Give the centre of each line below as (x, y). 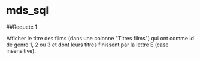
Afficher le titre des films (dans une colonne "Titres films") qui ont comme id (100, 38)
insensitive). (21, 50)
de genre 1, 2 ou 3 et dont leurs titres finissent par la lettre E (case (87, 45)
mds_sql (28, 10)
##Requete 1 (22, 27)
